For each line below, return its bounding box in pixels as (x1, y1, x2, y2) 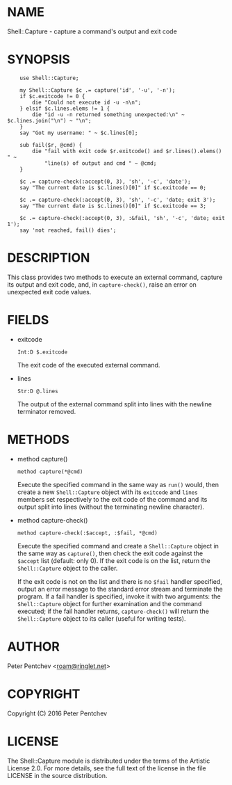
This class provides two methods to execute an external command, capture (7, 273, 223, 281)
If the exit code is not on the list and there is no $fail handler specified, (17, 577, 222, 585)
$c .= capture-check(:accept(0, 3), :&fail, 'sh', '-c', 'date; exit (19, 214, 226, 221)
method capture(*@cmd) (17, 468, 83, 475)
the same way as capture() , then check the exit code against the (17, 549, 204, 557)
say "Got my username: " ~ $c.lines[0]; (19, 129, 138, 136)
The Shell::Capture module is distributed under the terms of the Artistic (7, 756, 210, 765)
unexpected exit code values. (7, 287, 92, 296)
